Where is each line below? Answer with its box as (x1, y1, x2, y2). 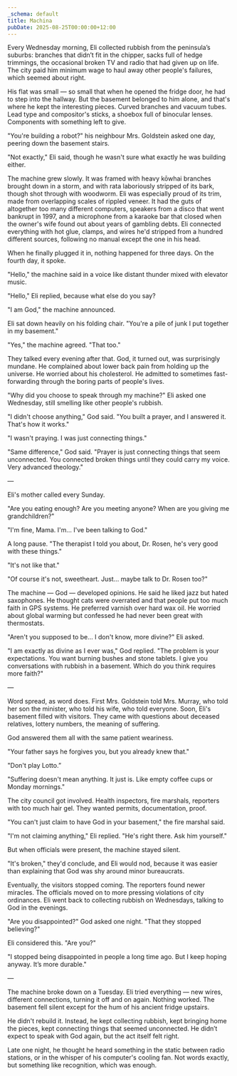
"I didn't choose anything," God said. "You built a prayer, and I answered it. (7, 412, 226, 421)
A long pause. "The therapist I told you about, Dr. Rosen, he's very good (7, 539, 218, 548)
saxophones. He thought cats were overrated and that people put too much (7, 597, 228, 605)
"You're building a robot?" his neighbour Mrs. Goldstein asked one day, (7, 131, 216, 140)
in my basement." (7, 327, 59, 335)
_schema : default (7, 10, 59, 18)
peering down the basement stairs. (7, 139, 110, 148)
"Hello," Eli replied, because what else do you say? (7, 292, 156, 300)
